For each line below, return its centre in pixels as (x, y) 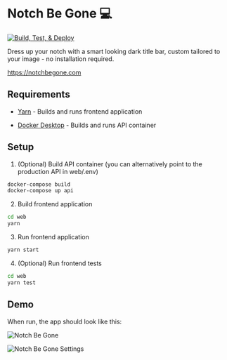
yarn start (23, 250)
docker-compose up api (40, 191)
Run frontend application (53, 237)
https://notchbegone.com (44, 72)
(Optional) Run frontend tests (59, 263)
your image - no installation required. (61, 59)
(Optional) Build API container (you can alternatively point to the (110, 164)
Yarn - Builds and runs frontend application (80, 111)
